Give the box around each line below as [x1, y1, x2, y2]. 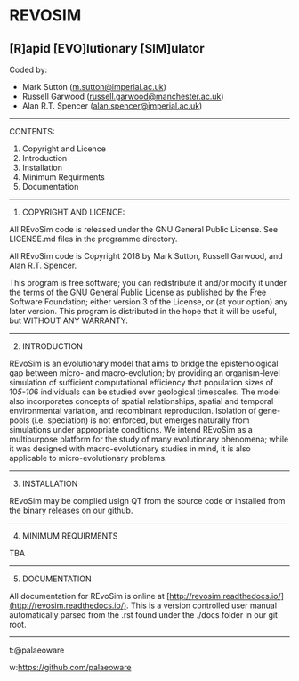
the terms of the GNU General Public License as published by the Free [9, 287, 267, 297]
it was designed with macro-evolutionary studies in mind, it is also [9, 443, 252, 454]
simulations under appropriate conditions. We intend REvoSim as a [9, 425, 254, 434]
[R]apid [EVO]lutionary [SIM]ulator [9, 41, 205, 56]
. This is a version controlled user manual [125, 600, 278, 611]
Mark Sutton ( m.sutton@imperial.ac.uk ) [21, 82, 167, 92]
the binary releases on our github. [9, 505, 133, 515]
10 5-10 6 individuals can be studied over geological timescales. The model [9, 386, 280, 397]
